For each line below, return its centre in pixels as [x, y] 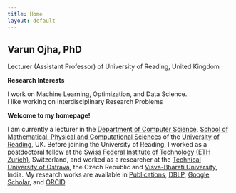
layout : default [31, 21]
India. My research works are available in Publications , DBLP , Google [108, 174]
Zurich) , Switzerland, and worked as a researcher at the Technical [104, 160]
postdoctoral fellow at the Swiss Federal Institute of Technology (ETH [109, 152]
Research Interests [36, 80]
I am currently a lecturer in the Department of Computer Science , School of [118, 130]
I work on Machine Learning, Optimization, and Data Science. [97, 94]
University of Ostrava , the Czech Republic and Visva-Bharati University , [113, 167]
